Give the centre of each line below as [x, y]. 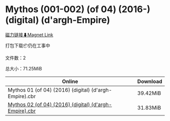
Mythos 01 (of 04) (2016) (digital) [49, 90]
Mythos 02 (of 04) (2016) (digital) [49, 104]
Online [70, 81]
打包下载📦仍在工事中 [28, 45]
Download [150, 81]
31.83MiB [149, 107]
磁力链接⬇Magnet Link [29, 34]
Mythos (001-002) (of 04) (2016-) [78, 9]
